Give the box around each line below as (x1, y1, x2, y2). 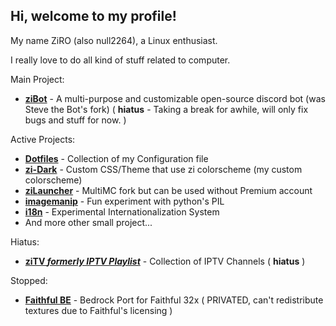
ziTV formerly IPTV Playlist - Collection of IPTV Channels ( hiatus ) (24, 255, 306, 267)
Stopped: (10, 274, 48, 286)
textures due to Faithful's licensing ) (24, 304, 173, 316)
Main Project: (10, 73, 65, 85)
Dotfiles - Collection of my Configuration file (24, 152, 209, 164)
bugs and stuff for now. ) (24, 114, 127, 126)
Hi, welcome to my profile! (10, 8, 177, 25)
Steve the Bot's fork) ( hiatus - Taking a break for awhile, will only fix (24, 103, 309, 115)
